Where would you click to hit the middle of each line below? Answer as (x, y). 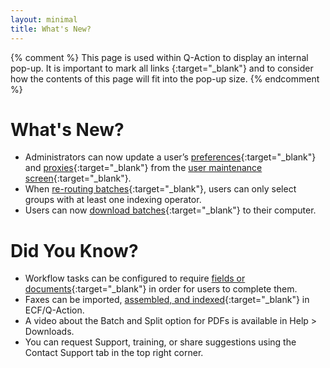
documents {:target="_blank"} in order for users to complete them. (161, 289)
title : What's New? (51, 29)
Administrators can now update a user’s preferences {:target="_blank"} (170, 157)
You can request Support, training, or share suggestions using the (160, 342)
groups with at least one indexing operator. (113, 200)
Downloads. (49, 332)
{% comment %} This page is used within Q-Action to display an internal (159, 57)
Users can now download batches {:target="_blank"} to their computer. (170, 210)
